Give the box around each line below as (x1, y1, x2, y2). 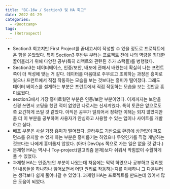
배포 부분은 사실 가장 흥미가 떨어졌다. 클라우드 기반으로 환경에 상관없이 (12, 128, 152, 134)
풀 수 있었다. (12, 153, 38, 159)
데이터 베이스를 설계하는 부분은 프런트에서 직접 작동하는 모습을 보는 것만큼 (12, 84, 159, 89)
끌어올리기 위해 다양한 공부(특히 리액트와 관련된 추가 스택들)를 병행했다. (12, 58, 154, 64)
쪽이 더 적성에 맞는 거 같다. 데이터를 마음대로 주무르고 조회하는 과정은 (12, 71, 150, 77)
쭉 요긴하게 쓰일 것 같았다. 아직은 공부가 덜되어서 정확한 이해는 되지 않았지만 (12, 109, 163, 115)
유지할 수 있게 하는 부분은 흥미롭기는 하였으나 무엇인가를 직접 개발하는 (26, 134, 165, 140)
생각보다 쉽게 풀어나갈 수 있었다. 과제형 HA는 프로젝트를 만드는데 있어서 (18, 172, 160, 178)
